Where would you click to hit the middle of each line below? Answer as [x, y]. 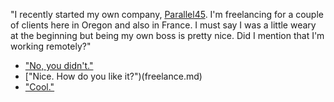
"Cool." [39, 87]
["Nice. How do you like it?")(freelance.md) [113, 76]
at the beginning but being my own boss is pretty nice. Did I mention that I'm [167, 35]
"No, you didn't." [59, 65]
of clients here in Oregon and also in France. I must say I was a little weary [163, 25]
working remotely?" [51, 46]
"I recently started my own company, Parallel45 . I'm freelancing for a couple [167, 14]
